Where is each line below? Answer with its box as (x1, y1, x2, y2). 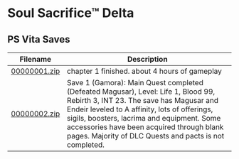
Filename (19, 55, 52, 64)
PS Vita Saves (7, 33, 70, 45)
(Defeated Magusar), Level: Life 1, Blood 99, (66, 87, 216, 97)
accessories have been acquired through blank (66, 122, 224, 132)
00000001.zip (11, 66, 60, 76)
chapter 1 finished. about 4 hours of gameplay (66, 66, 223, 76)
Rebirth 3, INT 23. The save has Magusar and (66, 96, 219, 105)
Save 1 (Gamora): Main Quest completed (66, 78, 204, 87)
